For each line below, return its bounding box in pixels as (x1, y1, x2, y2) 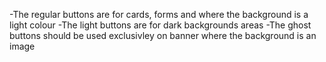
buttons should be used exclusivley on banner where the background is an (9, 30, 317, 41)
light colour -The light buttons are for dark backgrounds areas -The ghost (9, 19, 312, 31)
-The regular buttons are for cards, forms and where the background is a (9, 9, 309, 20)
